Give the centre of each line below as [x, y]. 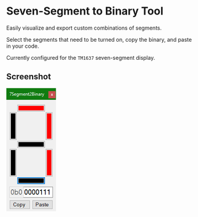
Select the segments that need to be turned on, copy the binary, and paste [99, 39]
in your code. [23, 46]
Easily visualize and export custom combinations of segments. [84, 28]
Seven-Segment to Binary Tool [85, 11]
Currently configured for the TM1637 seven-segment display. [81, 57]
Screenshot [29, 77]
